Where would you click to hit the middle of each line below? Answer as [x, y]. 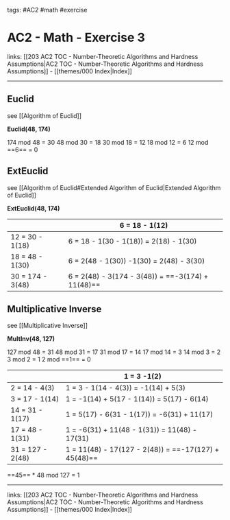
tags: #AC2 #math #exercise [47, 10]
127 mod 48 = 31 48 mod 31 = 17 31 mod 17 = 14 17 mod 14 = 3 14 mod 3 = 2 [114, 352]
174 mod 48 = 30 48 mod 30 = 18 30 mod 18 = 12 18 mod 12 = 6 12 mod [108, 142]
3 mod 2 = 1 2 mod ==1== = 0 [49, 359]
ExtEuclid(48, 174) [34, 208]
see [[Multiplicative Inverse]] [47, 326]
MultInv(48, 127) [31, 339]
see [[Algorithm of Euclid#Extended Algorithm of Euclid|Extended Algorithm [114, 187]
